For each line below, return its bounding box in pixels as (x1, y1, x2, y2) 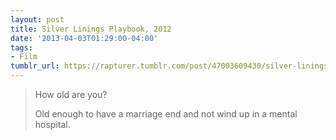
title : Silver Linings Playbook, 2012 (10, 24, 172, 34)
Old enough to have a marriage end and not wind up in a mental (34, 108, 298, 120)
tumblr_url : (10, 61, 60, 71)
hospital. (34, 119, 71, 130)
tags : (10, 42, 33, 53)
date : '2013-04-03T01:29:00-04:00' (10, 33, 159, 43)
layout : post (10, 14, 65, 25)
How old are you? (34, 89, 108, 100)
